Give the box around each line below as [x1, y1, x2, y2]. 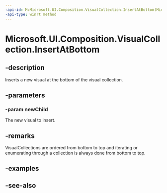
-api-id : [5, 7, 23, 12]
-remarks [5, 131, 35, 140]
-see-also [5, 181, 36, 190]
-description [5, 64, 45, 72]
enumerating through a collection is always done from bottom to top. [5, 150, 146, 156]
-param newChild [5, 106, 48, 113]
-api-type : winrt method [5, 12, 57, 17]
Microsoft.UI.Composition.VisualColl [5, 33, 161, 45]
